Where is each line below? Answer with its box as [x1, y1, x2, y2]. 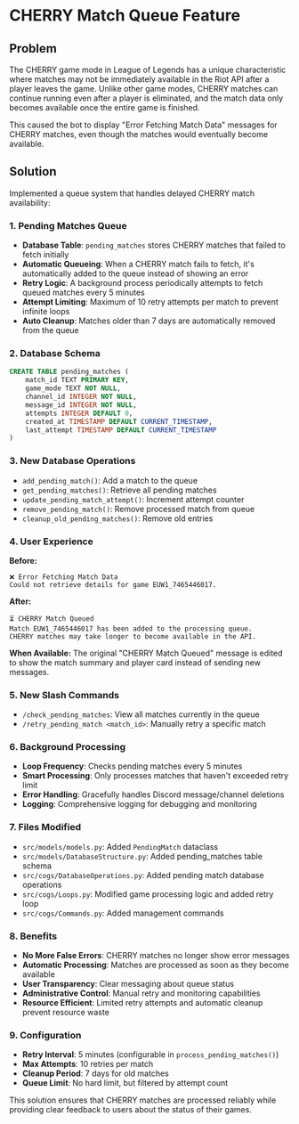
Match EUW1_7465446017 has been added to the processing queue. [9, 624, 253, 633]
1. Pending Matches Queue [9, 219, 127, 232]
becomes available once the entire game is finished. [9, 102, 200, 112]
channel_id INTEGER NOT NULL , [25, 393, 138, 402]
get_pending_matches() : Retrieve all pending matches [21, 485, 217, 495]
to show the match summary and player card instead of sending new [9, 656, 261, 668]
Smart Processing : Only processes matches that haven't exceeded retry [21, 770, 289, 781]
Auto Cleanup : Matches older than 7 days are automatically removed [21, 315, 276, 326]
